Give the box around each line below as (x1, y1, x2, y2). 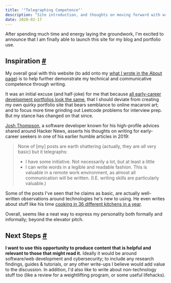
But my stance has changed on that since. (5, 113, 94, 119)
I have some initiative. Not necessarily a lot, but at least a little (25, 159, 155, 165)
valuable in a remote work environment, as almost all (25, 170, 136, 176)
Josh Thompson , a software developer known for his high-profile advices (5, 123, 159, 129)
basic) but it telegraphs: (17, 149, 68, 155)
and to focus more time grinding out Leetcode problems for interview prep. (5, 107, 162, 113)
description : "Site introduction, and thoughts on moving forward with (5, 12, 160, 17)
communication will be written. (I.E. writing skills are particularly (25, 175, 159, 181)
